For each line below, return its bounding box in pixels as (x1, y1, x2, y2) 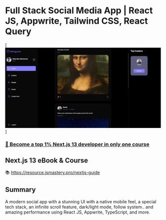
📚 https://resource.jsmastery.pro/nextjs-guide (5, 170, 100, 176)
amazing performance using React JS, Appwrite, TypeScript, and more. (5, 209, 151, 215)
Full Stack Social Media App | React (5, 5, 153, 16)
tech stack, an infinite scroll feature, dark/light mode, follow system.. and (5, 204, 154, 210)
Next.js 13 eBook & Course (5, 156, 88, 164)
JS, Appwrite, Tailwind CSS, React (5, 15, 148, 27)
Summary (5, 186, 36, 194)
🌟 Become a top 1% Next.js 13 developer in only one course (5, 141, 150, 148)
